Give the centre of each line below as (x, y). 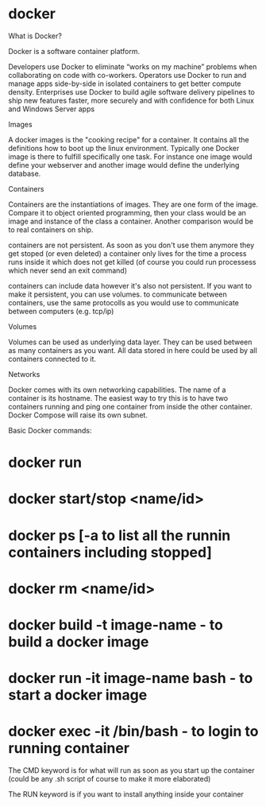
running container (69, 749)
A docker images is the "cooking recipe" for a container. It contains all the (129, 139)
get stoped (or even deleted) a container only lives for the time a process (127, 253)
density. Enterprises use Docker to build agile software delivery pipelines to (132, 91)
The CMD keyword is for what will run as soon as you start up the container (132, 770)
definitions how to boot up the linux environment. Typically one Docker (124, 148)
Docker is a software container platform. (74, 51)
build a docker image (79, 642)
